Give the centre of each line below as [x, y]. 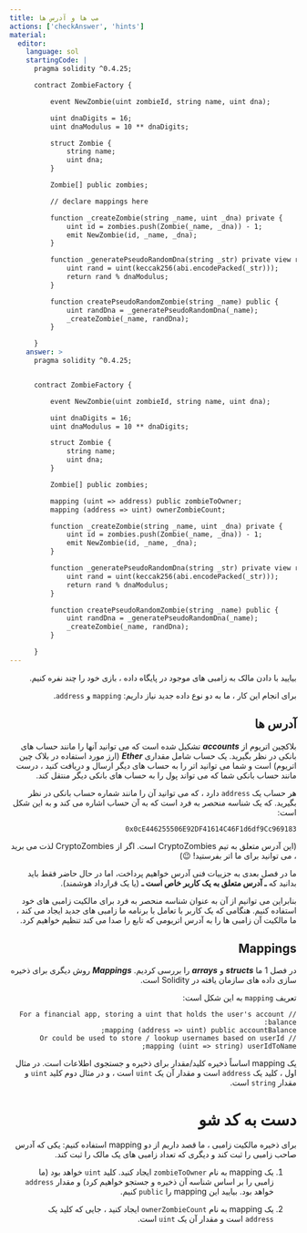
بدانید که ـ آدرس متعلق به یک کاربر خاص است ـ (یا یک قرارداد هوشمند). [179, 883]
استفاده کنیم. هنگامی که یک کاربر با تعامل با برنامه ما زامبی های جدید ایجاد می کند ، [157, 910]
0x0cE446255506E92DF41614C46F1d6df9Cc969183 [211, 829]
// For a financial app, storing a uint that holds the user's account [158, 1015]
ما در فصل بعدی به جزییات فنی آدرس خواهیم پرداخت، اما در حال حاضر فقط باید [162, 873]
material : [28, 35]
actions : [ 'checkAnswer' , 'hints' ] [77, 26]
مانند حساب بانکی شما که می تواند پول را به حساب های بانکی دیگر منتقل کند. [166, 775]
